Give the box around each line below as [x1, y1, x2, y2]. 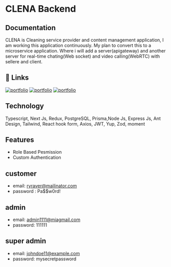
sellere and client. [5, 59, 43, 64]
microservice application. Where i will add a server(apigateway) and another [5, 48, 166, 54]
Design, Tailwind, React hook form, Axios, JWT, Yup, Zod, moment [5, 120, 145, 127]
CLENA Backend [5, 3, 77, 15]
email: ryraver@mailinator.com [12, 183, 78, 189]
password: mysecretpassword [12, 256, 77, 262]
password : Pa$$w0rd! [12, 188, 61, 195]
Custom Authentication [12, 154, 61, 161]
